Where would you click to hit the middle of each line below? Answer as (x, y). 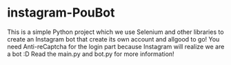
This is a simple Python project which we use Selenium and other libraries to (115, 32)
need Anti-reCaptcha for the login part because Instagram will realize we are (116, 46)
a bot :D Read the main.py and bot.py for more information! (91, 54)
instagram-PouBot (61, 13)
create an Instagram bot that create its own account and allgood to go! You (113, 39)
